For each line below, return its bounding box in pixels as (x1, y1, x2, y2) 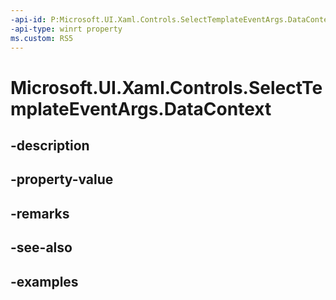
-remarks (10, 205, 70, 222)
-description (10, 137, 90, 154)
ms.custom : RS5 (10, 33, 74, 43)
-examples (10, 273, 79, 290)
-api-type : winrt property (10, 24, 123, 34)
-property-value (10, 171, 114, 188)
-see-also (10, 239, 73, 256)
